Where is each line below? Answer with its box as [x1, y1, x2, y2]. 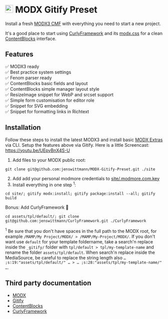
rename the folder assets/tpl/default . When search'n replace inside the [5, 249, 155, 255]
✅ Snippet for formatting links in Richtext [5, 108, 89, 114]
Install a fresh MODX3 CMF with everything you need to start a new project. [5, 21, 161, 27]
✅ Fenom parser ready [5, 75, 52, 81]
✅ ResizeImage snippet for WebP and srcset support [5, 92, 114, 98]
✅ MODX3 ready [5, 63, 39, 69]
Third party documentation [5, 279, 91, 287]
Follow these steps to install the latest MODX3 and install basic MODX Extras [5, 137, 163, 143]
